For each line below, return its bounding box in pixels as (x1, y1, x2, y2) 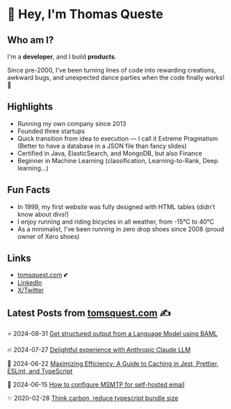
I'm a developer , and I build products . (7, 52, 117, 61)
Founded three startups (17, 127, 86, 135)
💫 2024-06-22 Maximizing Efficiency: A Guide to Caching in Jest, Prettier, (7, 360, 219, 368)
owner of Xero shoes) (17, 232, 80, 240)
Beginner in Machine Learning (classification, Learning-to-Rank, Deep (17, 156, 218, 164)
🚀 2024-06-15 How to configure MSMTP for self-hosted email (7, 380, 185, 389)
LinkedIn (17, 279, 42, 287)
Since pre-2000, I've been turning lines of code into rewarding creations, (7, 66, 216, 74)
